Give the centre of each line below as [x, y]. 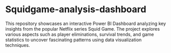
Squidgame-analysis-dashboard [76, 9]
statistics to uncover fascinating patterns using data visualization [74, 40]
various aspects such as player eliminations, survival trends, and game [80, 34]
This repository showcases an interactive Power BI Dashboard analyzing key [86, 23]
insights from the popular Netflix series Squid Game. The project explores [82, 29]
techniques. [18, 45]
